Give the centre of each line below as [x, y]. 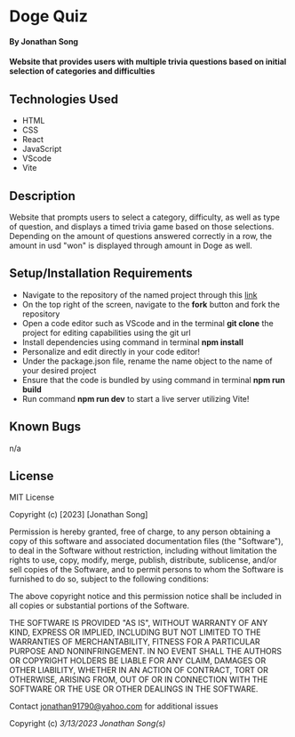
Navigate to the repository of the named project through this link [140, 294]
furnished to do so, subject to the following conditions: [109, 579]
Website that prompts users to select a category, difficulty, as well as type [144, 217]
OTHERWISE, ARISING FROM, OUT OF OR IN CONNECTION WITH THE [139, 680]
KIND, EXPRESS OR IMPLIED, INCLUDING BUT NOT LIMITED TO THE [135, 632]
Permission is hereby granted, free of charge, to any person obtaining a [140, 532]
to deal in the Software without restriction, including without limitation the [143, 551]
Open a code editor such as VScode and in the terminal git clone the [147, 323]
